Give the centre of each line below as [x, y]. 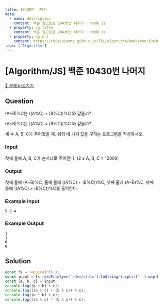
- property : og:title [31, 28]
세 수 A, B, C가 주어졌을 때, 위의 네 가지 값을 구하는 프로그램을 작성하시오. [74, 134]
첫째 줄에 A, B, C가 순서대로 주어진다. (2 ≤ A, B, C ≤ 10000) [62, 158]
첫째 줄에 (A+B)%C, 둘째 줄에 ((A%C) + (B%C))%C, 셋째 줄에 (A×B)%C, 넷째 [79, 182]
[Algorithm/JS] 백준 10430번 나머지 [75, 71]
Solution [18, 261]
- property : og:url [29, 37]
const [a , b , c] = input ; [31, 281]
